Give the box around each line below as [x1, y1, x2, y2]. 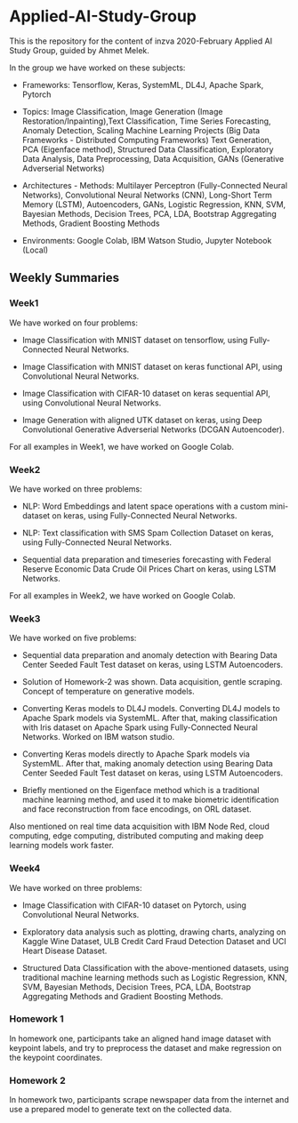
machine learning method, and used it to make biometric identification [21, 794, 279, 806]
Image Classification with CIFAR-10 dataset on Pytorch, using [21, 900, 247, 910]
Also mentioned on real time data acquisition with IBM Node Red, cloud [9, 821, 270, 832]
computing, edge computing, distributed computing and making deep [9, 830, 264, 841]
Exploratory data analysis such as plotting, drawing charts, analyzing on [21, 926, 286, 937]
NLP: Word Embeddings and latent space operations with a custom [21, 501, 269, 511]
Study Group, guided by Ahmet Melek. [9, 44, 149, 55]
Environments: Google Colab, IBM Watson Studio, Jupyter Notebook [21, 235, 272, 245]
